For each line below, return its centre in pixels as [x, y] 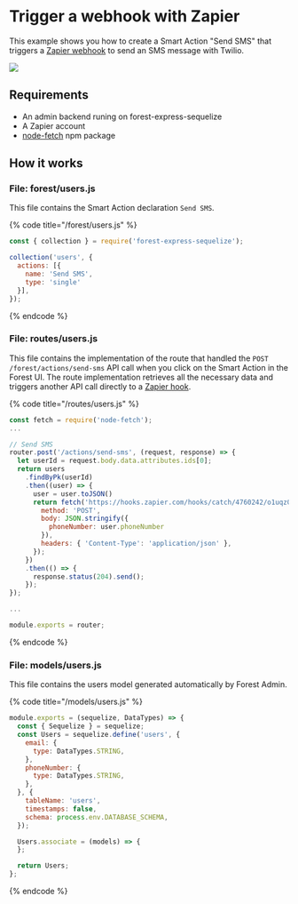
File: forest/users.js [52, 188]
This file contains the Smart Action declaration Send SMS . [112, 208]
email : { [41, 743]
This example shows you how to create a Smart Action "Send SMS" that [141, 41]
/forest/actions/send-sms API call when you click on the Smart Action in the [149, 367]
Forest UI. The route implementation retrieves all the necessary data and [141, 377]
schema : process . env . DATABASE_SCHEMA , [97, 817]
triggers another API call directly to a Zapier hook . [100, 386]
